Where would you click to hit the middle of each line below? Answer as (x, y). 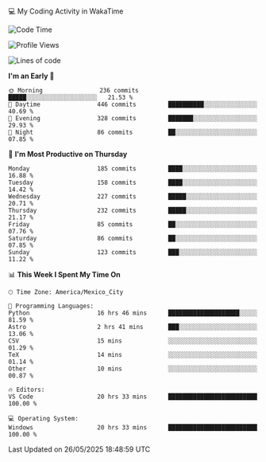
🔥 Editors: (27, 390)
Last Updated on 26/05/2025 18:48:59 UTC (79, 449)
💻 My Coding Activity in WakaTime (66, 11)
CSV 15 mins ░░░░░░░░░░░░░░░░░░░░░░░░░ (133, 341)
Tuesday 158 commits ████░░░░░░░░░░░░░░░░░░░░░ (133, 182)
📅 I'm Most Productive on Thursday (68, 154)
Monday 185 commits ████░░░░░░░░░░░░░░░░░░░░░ (133, 169)
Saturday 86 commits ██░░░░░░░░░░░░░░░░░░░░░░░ (133, 238)
